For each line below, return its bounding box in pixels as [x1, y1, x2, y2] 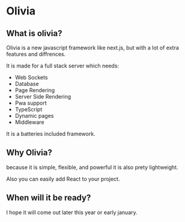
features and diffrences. [6, 51, 66, 58]
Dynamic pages [14, 113, 54, 119]
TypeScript [14, 106, 43, 113]
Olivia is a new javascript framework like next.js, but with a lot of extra [6, 44, 179, 51]
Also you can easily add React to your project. [6, 175, 120, 182]
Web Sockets [14, 74, 48, 81]
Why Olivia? [6, 147, 52, 158]
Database [14, 80, 39, 87]
